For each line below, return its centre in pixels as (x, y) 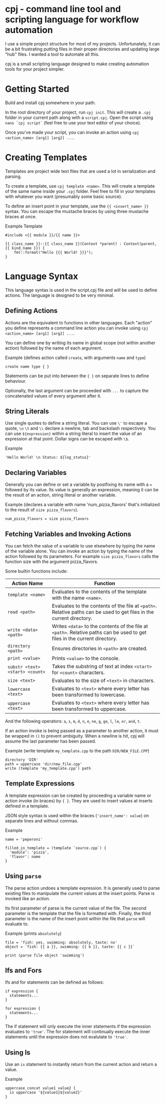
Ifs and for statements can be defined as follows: (55, 982)
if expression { (22, 991)
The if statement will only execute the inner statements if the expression (78, 1026)
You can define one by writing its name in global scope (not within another (80, 343)
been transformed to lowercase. (89, 695)
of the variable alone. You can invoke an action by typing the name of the (79, 551)
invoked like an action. (28, 898)
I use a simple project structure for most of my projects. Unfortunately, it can (82, 43)
